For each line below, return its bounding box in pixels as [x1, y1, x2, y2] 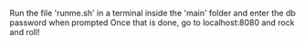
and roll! [9, 27, 40, 37]
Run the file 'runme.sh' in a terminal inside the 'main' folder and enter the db [9, 8, 297, 18]
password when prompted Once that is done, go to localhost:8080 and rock [9, 17, 295, 28]
